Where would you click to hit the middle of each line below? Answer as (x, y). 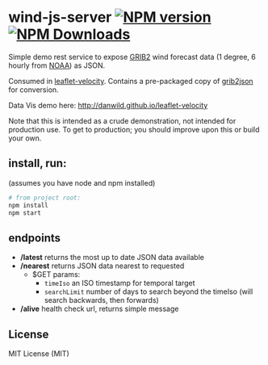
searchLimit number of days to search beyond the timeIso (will (149, 292)
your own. (25, 138)
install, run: (38, 164)
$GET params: (56, 275)
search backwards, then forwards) (101, 300)
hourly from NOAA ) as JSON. (57, 65)
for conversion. (33, 90)
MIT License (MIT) (39, 354)
